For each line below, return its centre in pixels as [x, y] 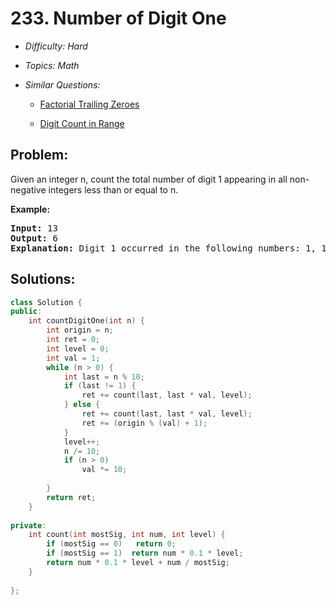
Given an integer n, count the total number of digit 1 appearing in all [149, 179]
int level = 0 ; [78, 348]
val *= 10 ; [104, 470]
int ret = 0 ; [73, 340]
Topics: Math [52, 65]
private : [28, 525]
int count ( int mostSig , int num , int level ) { [127, 535]
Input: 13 [34, 228]
